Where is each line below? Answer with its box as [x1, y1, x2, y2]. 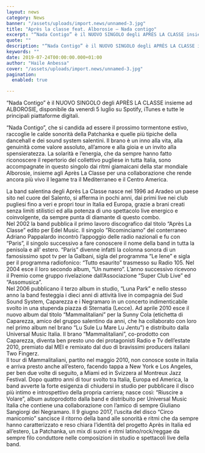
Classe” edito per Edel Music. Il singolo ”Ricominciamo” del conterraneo [6, 227, 187, 234]
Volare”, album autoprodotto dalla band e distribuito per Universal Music [6, 395, 187, 403]
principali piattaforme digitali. [6, 112, 80, 120]
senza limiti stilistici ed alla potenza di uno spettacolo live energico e [6, 207, 178, 214]
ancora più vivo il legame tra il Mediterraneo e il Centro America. [6, 176, 168, 183]
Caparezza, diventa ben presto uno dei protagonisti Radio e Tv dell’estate [6, 337, 190, 344]
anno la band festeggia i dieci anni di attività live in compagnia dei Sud [6, 291, 183, 299]
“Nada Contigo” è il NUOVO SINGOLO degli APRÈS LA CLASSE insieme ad [6, 99, 193, 107]
